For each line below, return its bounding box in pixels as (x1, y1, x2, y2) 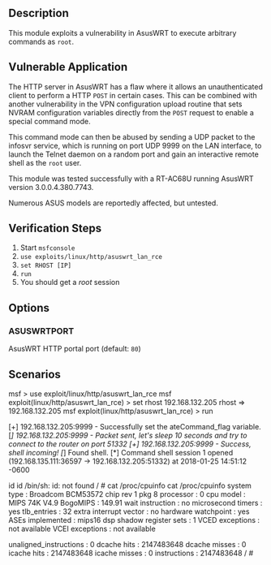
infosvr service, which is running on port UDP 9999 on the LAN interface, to (8, 140, 262, 150)
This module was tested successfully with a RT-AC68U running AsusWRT (8, 174, 254, 183)
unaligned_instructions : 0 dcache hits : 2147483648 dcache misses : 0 (8, 539, 247, 549)
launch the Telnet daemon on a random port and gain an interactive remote (8, 149, 260, 159)
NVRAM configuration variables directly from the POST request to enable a (8, 107, 254, 117)
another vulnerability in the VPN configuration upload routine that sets (8, 99, 243, 109)
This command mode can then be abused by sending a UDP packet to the (8, 132, 256, 141)
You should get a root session (19, 278, 120, 287)
